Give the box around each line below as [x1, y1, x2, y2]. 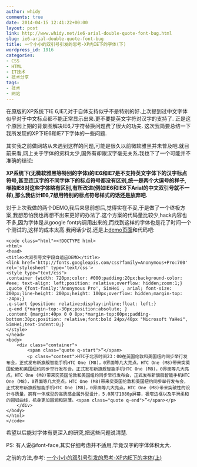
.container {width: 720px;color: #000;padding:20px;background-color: [6, 275, 183, 281]
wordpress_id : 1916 [6, 47, 54, 53]
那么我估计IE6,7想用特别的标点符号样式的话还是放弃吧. [14, 191, 148, 198]
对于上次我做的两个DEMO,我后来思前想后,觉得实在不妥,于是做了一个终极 [6, 204, 181, 211]
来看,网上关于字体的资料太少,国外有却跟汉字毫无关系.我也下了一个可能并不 [11, 150, 191, 157]
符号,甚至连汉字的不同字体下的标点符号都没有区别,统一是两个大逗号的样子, [6, 177, 187, 184]
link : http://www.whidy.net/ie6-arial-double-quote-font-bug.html [6, 31, 172, 37]
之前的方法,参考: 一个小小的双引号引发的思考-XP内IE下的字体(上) [6, 454, 162, 461]
